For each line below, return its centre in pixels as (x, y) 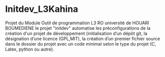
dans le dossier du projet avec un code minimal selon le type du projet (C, (81, 44)
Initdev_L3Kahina (42, 9)
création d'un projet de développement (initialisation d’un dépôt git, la (76, 33)
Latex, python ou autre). (30, 49)
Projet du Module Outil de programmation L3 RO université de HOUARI (77, 23)
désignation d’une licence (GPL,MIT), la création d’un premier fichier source (83, 39)
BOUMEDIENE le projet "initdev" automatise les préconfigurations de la (78, 28)
